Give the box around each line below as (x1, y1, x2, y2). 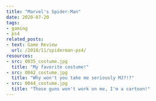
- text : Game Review (6, 42, 58, 48)
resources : (6, 53, 33, 59)
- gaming (6, 25, 28, 31)
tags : (6, 20, 20, 26)
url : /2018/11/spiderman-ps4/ (11, 48, 86, 53)
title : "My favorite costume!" (11, 64, 89, 70)
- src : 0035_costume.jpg (6, 58, 68, 64)
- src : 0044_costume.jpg (6, 81, 68, 87)
